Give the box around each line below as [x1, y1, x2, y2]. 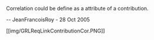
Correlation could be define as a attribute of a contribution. [6, 5, 149, 12]
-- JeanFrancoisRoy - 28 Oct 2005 [6, 16, 90, 23]
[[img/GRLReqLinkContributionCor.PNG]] [6, 27, 105, 34]
